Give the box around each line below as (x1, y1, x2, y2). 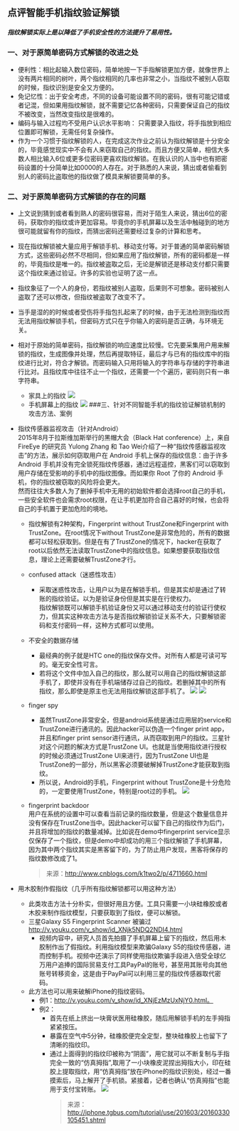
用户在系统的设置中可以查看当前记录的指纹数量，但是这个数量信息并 (28, 810, 228, 819)
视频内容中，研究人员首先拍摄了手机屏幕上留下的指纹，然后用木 (38, 934, 226, 942)
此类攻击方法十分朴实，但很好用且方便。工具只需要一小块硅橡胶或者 (28, 900, 228, 908)
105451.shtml (67, 1116, 106, 1125)
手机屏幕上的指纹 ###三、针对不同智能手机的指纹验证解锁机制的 (28, 401, 226, 409)
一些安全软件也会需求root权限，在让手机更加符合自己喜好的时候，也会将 (17, 495, 230, 504)
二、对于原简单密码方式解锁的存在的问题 (7, 191, 146, 201)
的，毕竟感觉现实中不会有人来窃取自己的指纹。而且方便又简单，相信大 (17, 145, 224, 154)
